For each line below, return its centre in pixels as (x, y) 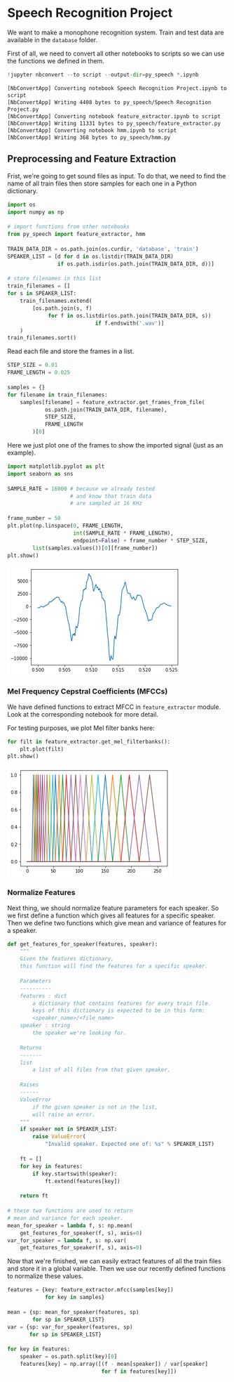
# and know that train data (111, 496)
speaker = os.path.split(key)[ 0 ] (69, 1357)
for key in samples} (75, 1298)
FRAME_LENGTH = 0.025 (39, 373)
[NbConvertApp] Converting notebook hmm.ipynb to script (92, 130)
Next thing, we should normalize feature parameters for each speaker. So (113, 908)
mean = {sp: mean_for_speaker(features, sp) (73, 1312)
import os (22, 204)
